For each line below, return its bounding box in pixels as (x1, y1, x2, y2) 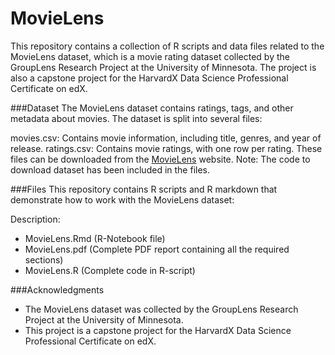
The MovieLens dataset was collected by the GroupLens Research (24, 303, 299, 315)
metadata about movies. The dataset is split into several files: (10, 112, 263, 124)
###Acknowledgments (10, 283, 105, 296)
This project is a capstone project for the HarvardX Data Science (24, 324, 292, 336)
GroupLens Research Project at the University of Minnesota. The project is (10, 61, 317, 73)
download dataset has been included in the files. (10, 163, 210, 176)
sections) (24, 253, 64, 266)
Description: (10, 213, 61, 225)
